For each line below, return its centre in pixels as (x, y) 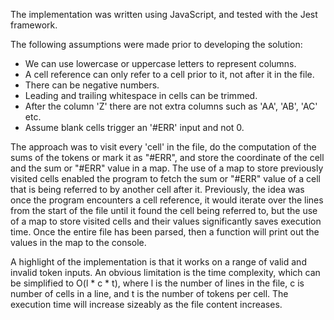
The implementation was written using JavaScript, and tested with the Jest (164, 14)
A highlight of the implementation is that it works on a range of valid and (158, 262)
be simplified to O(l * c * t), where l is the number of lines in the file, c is (157, 283)
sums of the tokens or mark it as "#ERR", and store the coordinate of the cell (167, 157)
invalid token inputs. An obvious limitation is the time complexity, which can (165, 272)
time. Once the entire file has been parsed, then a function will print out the (165, 232)
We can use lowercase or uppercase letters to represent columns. (160, 63)
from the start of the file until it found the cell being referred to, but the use (164, 210)
